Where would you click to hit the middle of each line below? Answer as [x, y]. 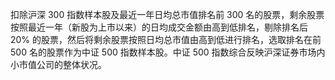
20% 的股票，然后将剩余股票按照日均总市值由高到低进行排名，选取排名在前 [166, 39]
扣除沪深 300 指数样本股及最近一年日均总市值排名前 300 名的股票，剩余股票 [167, 14]
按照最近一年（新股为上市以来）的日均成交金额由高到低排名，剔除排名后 [159, 27]
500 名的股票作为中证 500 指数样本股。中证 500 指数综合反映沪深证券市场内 [168, 52]
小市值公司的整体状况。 [58, 64]
